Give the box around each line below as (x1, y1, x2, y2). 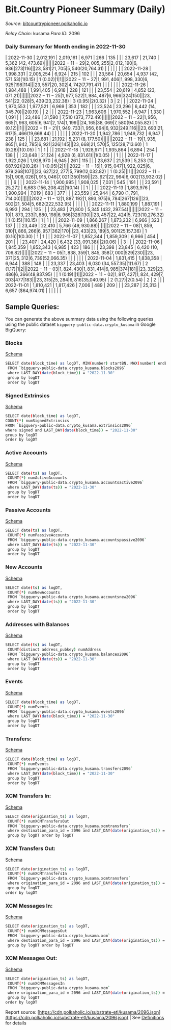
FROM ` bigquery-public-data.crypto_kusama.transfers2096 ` (7, 766, 133, 771)
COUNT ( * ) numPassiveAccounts (7, 532, 70, 537)
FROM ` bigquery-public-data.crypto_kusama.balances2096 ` (7, 652, 131, 657)
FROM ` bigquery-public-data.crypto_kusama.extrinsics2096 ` (5, 423, 133, 428)
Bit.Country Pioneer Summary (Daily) (5, 4, 165, 15)
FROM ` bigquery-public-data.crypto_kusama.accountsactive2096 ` (7, 480, 145, 485)
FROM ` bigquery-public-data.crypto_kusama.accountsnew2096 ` (7, 595, 138, 600)
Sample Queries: (5, 302, 60, 311)
